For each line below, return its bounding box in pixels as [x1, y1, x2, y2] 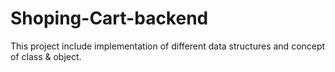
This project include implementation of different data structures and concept [10, 40, 326, 52]
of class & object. [10, 50, 82, 62]
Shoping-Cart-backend [10, 7, 209, 30]
